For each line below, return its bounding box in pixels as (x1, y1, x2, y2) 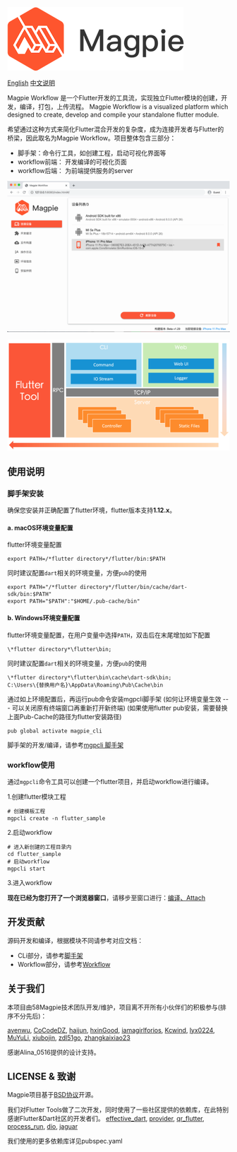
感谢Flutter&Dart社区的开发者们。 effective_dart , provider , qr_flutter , (7, 1115, 205, 1123)
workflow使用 (7, 760, 55, 770)
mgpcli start (7, 865, 46, 872)
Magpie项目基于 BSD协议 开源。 (7, 1091, 97, 1099)
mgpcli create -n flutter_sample (7, 814, 106, 822)
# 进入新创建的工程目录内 (7, 843, 72, 850)
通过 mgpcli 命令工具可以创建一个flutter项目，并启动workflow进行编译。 (7, 777, 213, 785)
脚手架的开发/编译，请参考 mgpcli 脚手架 (7, 740, 124, 749)
